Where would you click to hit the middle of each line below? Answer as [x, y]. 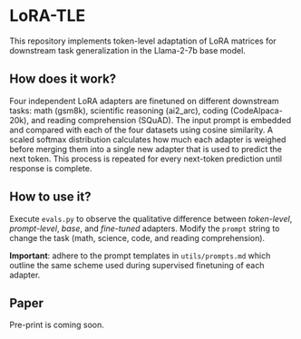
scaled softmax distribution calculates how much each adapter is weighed [148, 139]
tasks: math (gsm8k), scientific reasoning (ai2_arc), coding [119, 111]
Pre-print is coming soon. [57, 325]
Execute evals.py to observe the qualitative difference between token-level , [151, 218]
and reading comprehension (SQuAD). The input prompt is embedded [161, 120]
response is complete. [51, 168]
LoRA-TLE [48, 16]
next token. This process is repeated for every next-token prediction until [146, 159]
